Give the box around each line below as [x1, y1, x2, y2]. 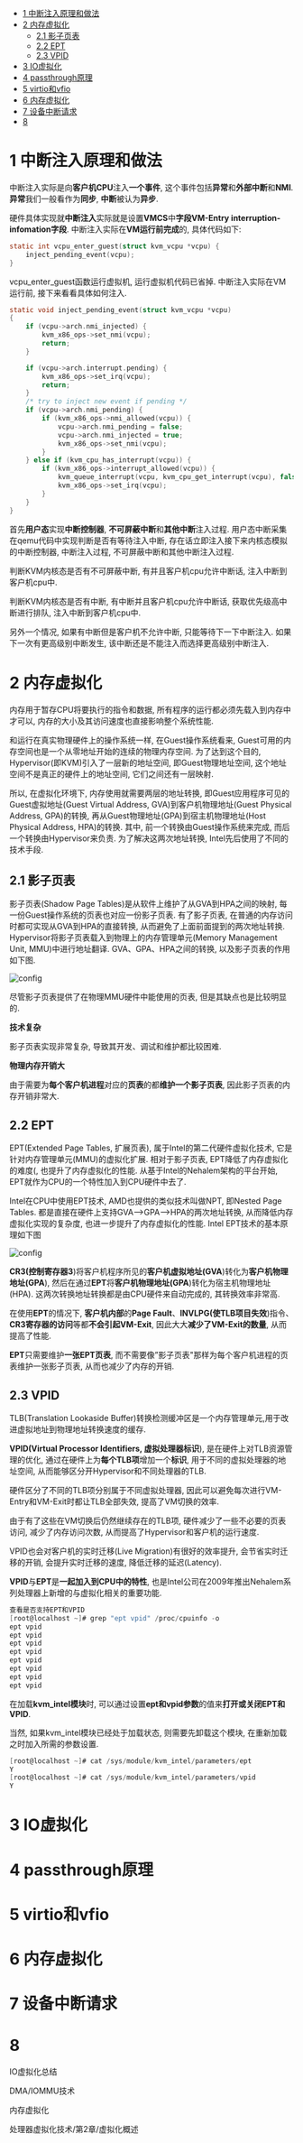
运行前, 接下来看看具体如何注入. [9, 287, 128, 298]
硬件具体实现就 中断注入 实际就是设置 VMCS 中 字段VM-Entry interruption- [9, 212, 281, 223]
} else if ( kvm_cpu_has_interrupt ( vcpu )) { [25, 456, 192, 465]
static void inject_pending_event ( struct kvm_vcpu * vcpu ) [9, 305, 232, 314]
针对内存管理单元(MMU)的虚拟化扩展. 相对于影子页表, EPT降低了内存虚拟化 [9, 1154, 289, 1165]
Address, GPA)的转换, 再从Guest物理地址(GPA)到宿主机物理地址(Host [9, 810, 266, 821]
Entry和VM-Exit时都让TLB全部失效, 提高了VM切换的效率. [9, 1496, 219, 1507]
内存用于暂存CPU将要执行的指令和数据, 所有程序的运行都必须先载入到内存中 [9, 704, 291, 715]
